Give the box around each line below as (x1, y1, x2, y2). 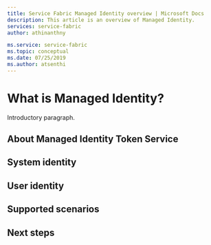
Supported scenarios (7, 204, 100, 215)
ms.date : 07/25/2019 (7, 54, 67, 62)
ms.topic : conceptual (7, 48, 69, 55)
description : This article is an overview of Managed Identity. (7, 17, 195, 23)
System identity (7, 156, 77, 169)
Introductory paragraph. (7, 113, 76, 121)
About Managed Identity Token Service (7, 134, 179, 145)
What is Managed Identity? (7, 90, 165, 106)
